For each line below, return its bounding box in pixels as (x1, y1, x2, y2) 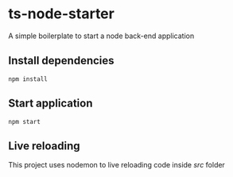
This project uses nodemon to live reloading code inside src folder (8, 160, 225, 170)
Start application (8, 97, 93, 110)
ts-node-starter (8, 5, 115, 23)
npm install (8, 75, 48, 83)
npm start (8, 117, 41, 125)
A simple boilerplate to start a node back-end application (8, 31, 195, 40)
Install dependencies (8, 54, 115, 67)
